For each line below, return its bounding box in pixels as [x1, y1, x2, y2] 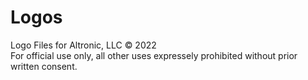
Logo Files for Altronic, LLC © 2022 [10, 39, 157, 51]
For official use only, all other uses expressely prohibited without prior [10, 49, 298, 61]
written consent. [10, 60, 78, 72]
